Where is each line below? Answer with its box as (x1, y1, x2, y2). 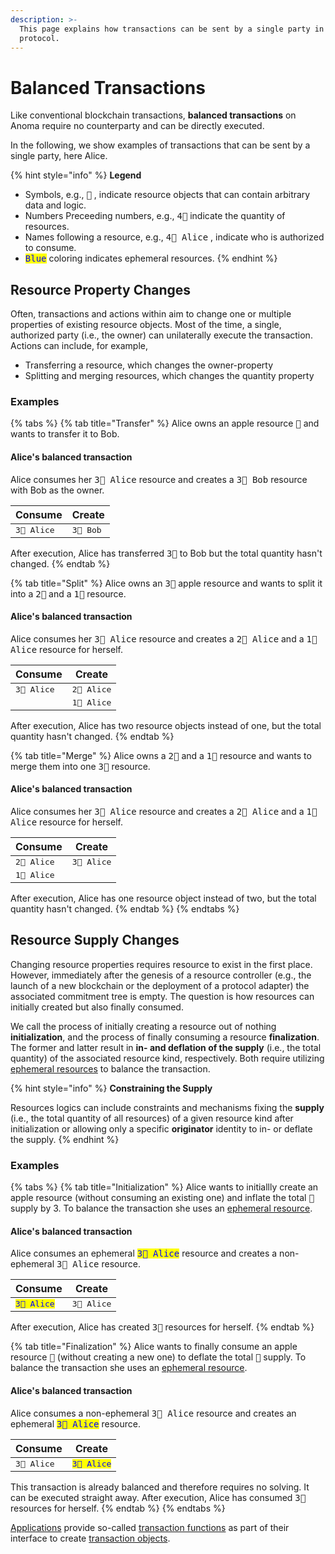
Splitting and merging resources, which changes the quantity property (24, 370, 315, 382)
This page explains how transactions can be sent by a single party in (19, 24, 325, 34)
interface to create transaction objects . (10, 1532, 171, 1544)
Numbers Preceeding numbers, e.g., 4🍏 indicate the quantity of (24, 210, 286, 222)
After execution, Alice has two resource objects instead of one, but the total (10, 719, 322, 731)
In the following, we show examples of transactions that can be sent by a (10, 139, 311, 151)
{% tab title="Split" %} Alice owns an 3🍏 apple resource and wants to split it (10, 577, 323, 589)
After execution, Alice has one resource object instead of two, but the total (10, 892, 317, 905)
